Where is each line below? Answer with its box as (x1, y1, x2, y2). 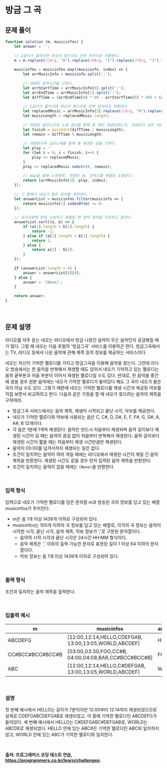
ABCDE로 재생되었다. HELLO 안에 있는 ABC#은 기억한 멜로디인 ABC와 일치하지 (5, 725, 160, 731)
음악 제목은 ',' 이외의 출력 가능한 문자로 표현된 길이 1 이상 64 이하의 (19, 540, 150, 547)
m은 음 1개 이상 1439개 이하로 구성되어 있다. (12, 515, 98, 522)
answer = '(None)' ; (23, 279, 64, 285)
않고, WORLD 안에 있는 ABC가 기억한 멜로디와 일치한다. (5, 731, 114, 737)
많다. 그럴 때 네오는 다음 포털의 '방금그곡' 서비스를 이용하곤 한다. (10, 343, 135, 349)
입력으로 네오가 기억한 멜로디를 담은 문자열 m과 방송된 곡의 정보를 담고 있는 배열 (5, 499, 160, 505)
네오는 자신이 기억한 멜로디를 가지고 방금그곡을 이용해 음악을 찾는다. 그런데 (5, 360, 150, 366)
